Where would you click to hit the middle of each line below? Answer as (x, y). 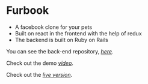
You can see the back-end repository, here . (60, 51)
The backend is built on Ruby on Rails (61, 40)
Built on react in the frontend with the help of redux (79, 33)
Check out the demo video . (40, 63)
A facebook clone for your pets (53, 27)
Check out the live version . (39, 74)
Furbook (28, 10)
